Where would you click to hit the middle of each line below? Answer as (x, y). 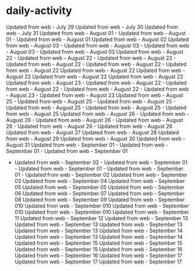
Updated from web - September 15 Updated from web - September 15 (98, 243)
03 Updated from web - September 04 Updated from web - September (100, 181)
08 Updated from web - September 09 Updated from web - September (100, 199)
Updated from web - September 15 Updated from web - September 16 (98, 249)
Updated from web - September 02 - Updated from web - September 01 (101, 162)
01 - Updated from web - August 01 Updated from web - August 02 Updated (97, 39)
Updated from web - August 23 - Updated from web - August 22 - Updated (97, 82)
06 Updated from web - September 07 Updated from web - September (100, 193)
